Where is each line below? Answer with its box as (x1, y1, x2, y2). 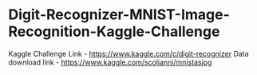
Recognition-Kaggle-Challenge (8, 22, 220, 41)
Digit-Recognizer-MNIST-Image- (8, 6, 230, 24)
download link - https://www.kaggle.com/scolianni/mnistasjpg (8, 57, 212, 67)
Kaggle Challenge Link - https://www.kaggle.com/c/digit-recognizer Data (8, 49, 249, 58)
